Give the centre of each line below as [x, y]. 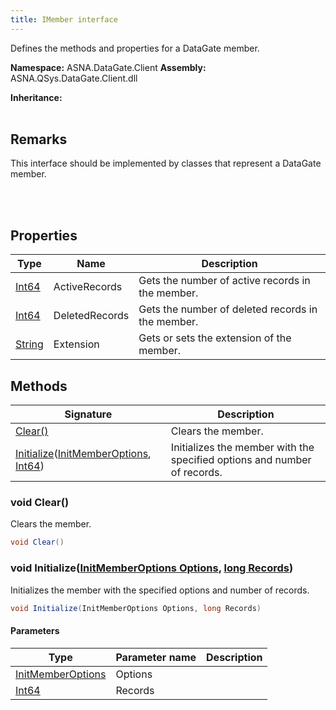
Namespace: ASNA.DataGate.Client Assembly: [108, 67]
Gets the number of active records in [224, 281]
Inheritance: [36, 97]
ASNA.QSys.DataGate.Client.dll [74, 78]
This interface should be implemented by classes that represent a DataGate [166, 163]
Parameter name [156, 657]
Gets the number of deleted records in [228, 309]
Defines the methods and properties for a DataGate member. [135, 48]
